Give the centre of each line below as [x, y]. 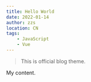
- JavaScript [33, 39]
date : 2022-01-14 [28, 17]
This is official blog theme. [53, 61]
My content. [21, 73]
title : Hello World [30, 12]
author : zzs [21, 22]
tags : [13, 34]
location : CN [22, 28]
